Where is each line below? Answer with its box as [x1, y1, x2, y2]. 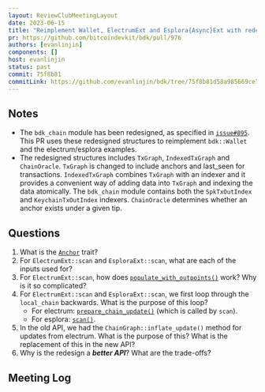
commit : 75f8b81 [8, 70, 62, 78]
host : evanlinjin [8, 56, 65, 64]
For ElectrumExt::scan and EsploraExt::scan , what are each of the [19, 256, 237, 266]
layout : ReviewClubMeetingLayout [8, 11, 118, 20]
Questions [8, 226, 61, 239]
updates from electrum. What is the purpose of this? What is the [19, 331, 229, 341]
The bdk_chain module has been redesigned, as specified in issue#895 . [19, 128, 250, 138]
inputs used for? [19, 264, 73, 273]
